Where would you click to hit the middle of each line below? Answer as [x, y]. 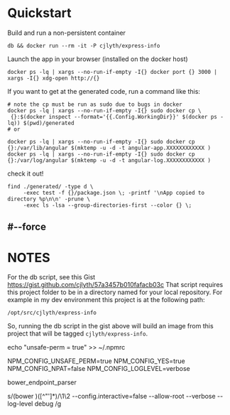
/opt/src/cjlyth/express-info [52, 313]
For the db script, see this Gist [51, 277]
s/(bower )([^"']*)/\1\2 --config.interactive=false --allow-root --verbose [111, 397]
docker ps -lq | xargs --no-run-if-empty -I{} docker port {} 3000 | [113, 72]
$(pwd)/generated [49, 123]
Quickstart [40, 13]
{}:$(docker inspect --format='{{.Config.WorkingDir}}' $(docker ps [114, 117]
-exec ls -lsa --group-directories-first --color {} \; [108, 205]
